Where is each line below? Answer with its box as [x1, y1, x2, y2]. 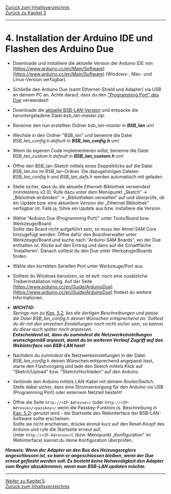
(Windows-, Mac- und [105, 71, 152, 77]
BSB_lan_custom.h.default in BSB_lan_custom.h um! [12, 153, 124, 159]
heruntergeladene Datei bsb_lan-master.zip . [12, 112, 105, 118]
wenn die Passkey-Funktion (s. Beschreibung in [57, 404, 157, 410]
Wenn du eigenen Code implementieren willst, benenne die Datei [12, 147, 149, 154]
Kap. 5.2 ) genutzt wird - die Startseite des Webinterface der [12, 410, 138, 416]
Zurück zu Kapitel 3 [5, 10, 47, 16]
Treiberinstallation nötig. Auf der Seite [12, 278, 93, 284]
